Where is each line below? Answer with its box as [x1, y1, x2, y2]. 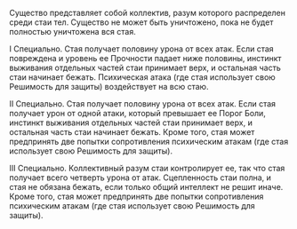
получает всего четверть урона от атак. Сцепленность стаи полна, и [9, 172, 271, 183]
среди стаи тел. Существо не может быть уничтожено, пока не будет [9, 17, 274, 28]
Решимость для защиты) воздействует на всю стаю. [9, 82, 209, 91]
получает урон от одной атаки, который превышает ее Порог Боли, [9, 108, 267, 118]
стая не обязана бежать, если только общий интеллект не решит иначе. [9, 182, 284, 192]
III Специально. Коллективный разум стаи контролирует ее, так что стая [9, 163, 285, 173]
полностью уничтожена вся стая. [9, 27, 136, 36]
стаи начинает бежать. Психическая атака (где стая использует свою [9, 72, 276, 83]
